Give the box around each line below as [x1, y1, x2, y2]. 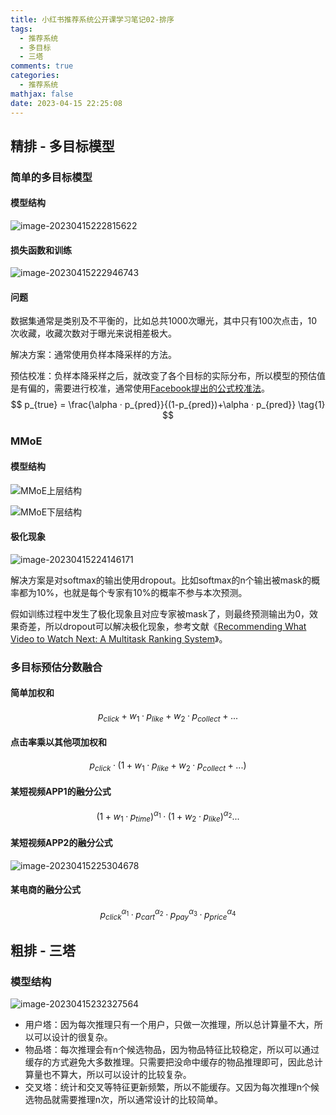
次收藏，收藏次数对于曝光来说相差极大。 [10, 327, 177, 340]
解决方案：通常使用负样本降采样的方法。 [10, 349, 177, 361]
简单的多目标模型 [10, 170, 93, 184]
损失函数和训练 [10, 244, 72, 256]
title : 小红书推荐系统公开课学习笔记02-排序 [10, 14, 175, 25]
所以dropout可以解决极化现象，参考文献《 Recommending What [44, 620, 307, 632]
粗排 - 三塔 [10, 942, 76, 959]
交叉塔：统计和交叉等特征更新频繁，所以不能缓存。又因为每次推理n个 [24, 1081, 312, 1093]
